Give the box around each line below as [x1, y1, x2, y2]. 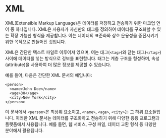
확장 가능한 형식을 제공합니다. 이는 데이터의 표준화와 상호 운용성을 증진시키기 [10, 32, 159, 38]
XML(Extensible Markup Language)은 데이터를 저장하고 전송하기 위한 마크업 [5, 20, 155, 26]
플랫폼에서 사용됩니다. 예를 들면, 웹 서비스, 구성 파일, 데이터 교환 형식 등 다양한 [5, 121, 157, 127]
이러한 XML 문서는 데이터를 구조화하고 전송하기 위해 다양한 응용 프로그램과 [15, 115, 160, 121]
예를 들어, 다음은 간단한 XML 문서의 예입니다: [5, 72, 93, 78]
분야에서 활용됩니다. [5, 127, 44, 133]
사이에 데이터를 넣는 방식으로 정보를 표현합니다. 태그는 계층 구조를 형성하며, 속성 [5, 55, 160, 61]
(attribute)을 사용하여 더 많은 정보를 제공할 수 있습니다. [5, 62, 111, 68]
